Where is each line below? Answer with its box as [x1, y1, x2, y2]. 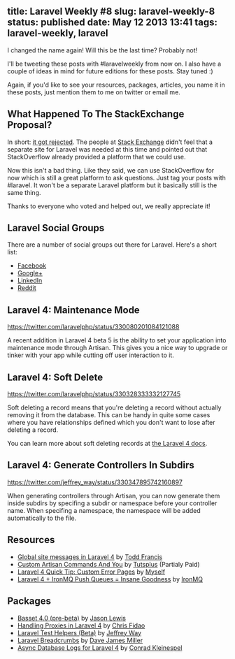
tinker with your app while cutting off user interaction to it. [7, 351, 175, 359]
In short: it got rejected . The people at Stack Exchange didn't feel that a [7, 138, 213, 146]
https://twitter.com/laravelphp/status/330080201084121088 [7, 323, 180, 331]
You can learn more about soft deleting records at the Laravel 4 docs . [7, 440, 208, 448]
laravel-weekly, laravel [7, 27, 108, 39]
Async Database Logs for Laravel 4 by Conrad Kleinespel [17, 643, 183, 652]
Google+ [17, 269, 43, 277]
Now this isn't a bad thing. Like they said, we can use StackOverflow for [7, 166, 215, 174]
